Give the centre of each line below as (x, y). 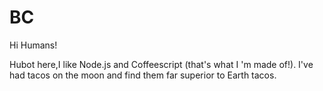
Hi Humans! (33, 45)
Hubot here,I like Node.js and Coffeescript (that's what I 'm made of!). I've (161, 64)
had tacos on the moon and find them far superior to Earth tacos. (143, 75)
